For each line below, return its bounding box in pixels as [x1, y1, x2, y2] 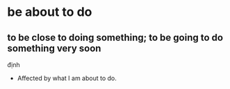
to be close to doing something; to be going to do [7, 32, 224, 43]
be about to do [7, 4, 92, 20]
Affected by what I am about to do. [17, 74, 117, 82]
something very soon [7, 42, 101, 54]
